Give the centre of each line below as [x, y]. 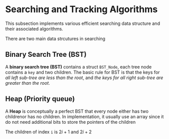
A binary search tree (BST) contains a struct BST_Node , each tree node [78, 66]
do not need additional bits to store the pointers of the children [70, 122]
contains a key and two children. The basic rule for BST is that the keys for [83, 72]
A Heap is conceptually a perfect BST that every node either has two [77, 111]
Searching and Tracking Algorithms [81, 9]
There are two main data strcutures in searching [55, 39]
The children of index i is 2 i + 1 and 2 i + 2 [49, 132]
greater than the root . [28, 83]
